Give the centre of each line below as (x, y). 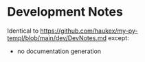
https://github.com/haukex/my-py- (89, 31)
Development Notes (65, 12)
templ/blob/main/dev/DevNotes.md (57, 37)
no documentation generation (59, 51)
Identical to (23, 31)
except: (118, 37)
